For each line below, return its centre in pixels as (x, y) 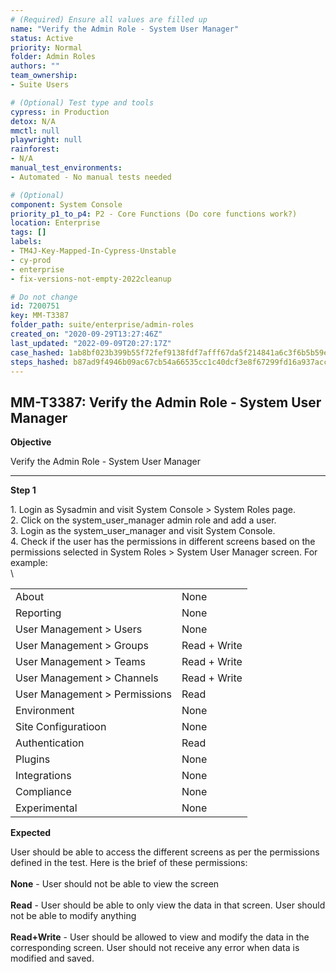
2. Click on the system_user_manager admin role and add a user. (143, 520)
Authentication (50, 743)
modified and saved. (52, 958)
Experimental (46, 808)
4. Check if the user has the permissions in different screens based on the (163, 542)
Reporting (38, 613)
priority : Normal (46, 47)
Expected (31, 833)
